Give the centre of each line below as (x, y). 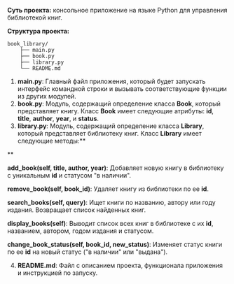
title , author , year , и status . (58, 119)
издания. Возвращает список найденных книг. (77, 210)
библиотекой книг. (35, 17)
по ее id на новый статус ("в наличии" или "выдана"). (88, 252)
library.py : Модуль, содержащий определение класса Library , (111, 126)
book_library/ (28, 44)
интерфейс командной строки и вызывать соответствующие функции (122, 89)
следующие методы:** (51, 141)
